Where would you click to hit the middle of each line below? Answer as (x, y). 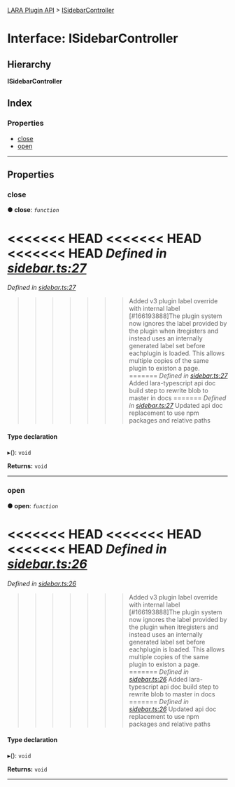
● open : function (33, 505)
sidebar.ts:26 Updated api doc (173, 709)
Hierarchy (29, 64)
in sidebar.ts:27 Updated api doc (176, 406)
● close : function (33, 210)
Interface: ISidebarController (93, 39)
